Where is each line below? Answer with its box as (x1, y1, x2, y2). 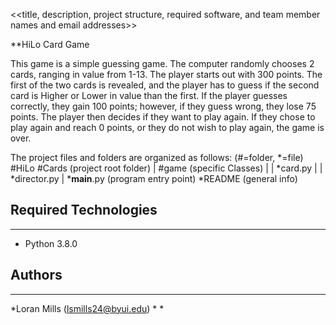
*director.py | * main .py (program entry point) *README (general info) (10, 173, 298, 184)
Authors (10, 267, 63, 284)
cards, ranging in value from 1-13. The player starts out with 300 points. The (10, 69, 323, 80)
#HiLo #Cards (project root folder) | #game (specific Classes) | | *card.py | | (10, 162, 323, 174)
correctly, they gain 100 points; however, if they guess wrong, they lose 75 (10, 100, 317, 112)
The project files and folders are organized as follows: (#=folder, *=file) (10, 152, 304, 163)
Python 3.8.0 (24, 237, 78, 249)
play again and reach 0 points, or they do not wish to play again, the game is (10, 122, 325, 133)
